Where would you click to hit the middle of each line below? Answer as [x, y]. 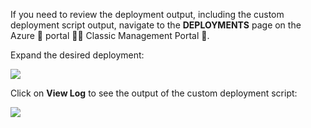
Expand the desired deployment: [77, 55]
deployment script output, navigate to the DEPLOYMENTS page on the [156, 25]
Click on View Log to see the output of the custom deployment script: [154, 93]
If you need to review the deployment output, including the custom [147, 14]
